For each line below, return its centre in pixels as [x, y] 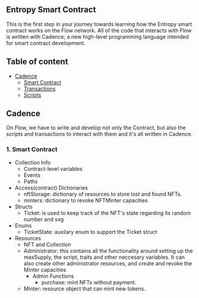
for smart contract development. [46, 43]
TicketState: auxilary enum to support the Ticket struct [90, 232]
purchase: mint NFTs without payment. [89, 282]
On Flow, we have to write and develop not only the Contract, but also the [96, 128]
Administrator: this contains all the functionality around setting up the [108, 251]
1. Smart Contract [32, 150]
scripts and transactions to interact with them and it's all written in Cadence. [99, 134]
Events [32, 175]
